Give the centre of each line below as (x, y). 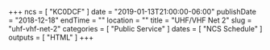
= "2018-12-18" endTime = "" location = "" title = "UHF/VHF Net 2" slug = (130, 20)
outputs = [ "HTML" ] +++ (51, 37)
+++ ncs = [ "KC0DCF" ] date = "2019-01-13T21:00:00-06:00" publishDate (132, 12)
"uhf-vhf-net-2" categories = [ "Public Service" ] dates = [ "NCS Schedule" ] (135, 29)
